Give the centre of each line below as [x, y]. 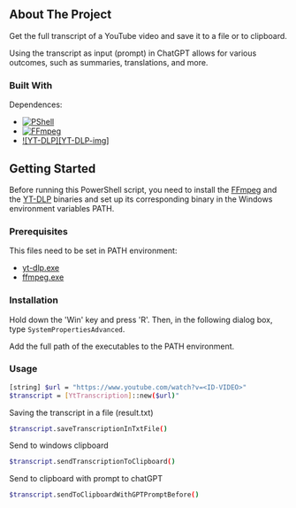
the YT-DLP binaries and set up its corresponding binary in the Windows [141, 199]
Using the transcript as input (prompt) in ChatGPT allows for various [133, 53]
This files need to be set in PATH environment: [93, 250]
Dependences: [36, 104]
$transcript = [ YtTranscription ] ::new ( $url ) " [94, 396]
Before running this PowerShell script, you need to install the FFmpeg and [143, 189]
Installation [34, 300]
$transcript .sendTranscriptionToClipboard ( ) [92, 462]
